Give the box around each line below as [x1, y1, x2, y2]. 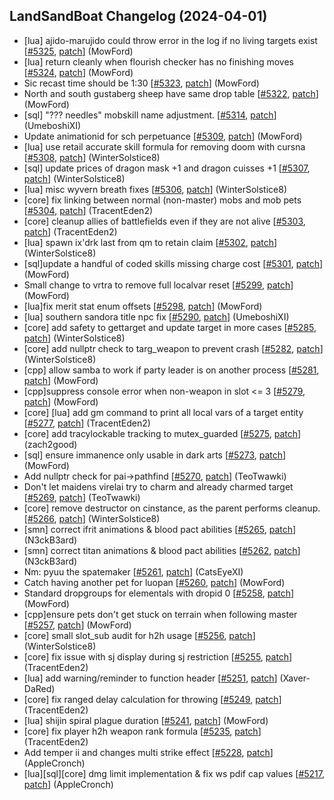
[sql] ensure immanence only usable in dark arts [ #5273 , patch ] [23, 449, 287, 461]
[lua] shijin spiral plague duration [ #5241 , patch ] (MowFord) [23, 714, 269, 726]
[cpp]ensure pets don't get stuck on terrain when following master [23, 608, 298, 620]
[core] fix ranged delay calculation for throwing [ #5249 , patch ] [23, 693, 282, 705]
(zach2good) [23, 438, 78, 450]
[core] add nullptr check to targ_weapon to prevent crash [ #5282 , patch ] [23, 342, 324, 354]
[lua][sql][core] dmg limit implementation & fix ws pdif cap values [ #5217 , [23, 767, 326, 779]
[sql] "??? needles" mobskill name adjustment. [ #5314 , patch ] [23, 109, 277, 121]
